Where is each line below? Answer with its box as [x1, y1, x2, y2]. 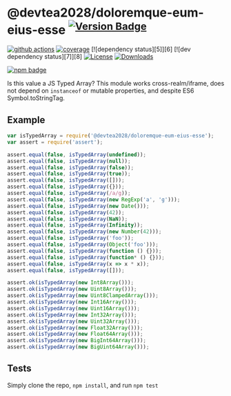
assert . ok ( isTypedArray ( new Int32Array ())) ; [7, 311, 137, 319]
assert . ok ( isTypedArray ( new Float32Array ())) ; [7, 324, 143, 331]
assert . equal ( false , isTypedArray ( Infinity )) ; [7, 222, 143, 229]
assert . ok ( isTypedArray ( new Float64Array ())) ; [7, 330, 143, 338]
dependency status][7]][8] [7, 53, 83, 61]
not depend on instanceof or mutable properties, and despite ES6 [7, 86, 194, 95]
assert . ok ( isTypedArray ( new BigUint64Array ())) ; [7, 343, 150, 350]
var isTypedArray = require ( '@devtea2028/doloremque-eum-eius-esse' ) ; [7, 133, 214, 140]
